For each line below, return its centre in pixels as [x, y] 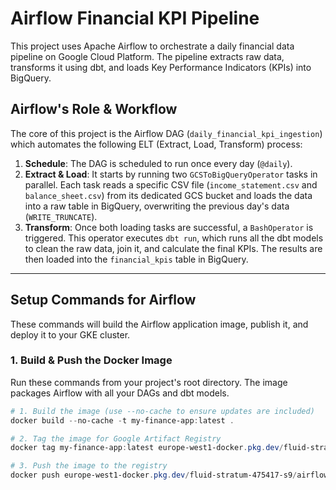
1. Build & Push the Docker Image [91, 360]
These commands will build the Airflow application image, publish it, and [159, 324]
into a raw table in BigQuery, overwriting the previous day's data [157, 206]
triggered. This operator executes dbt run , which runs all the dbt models [174, 238]
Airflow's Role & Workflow [94, 109]
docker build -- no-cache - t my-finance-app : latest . [122, 420]
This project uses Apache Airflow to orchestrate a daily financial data [152, 46]
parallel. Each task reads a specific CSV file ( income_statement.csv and [171, 184]
